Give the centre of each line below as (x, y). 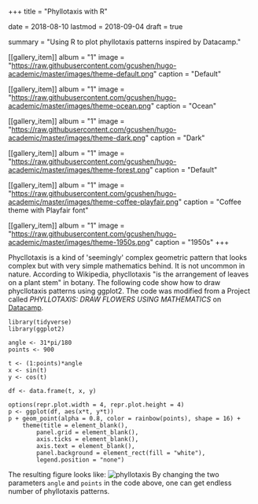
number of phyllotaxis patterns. (59, 491)
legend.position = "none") (81, 460)
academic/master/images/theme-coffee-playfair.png (94, 202)
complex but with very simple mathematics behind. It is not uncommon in (127, 266)
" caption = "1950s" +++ (190, 242)
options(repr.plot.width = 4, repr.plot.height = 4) (96, 405)
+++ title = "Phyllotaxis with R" (58, 11)
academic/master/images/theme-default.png (81, 74)
